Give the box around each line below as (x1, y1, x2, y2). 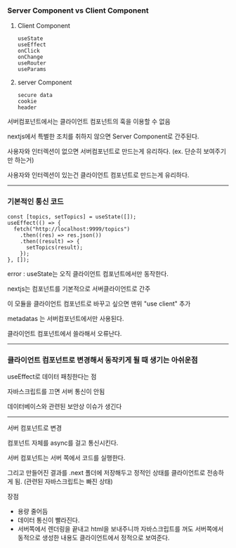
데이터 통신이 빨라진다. (17, 516, 80, 524)
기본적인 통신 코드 (7, 197, 65, 207)
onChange (17, 53, 44, 61)
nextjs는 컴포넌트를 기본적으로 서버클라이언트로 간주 (7, 284, 151, 293)
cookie (17, 98, 37, 105)
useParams (17, 66, 47, 73)
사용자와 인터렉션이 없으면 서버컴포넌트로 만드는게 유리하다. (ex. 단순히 (7, 147, 202, 156)
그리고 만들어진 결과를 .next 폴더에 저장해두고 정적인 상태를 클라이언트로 (7, 468, 206, 476)
